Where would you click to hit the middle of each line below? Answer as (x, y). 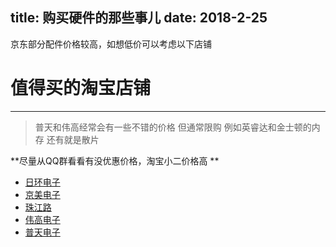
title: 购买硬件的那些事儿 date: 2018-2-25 (139, 18)
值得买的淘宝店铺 (81, 88)
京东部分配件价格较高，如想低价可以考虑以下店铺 (111, 44)
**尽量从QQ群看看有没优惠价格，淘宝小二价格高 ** (115, 160)
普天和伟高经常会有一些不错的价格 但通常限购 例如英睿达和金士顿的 (173, 127)
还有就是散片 (73, 139)
